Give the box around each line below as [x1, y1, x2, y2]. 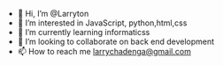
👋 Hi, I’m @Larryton [17, 9, 89, 18]
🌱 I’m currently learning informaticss [17, 27, 150, 37]
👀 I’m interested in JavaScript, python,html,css [17, 18, 188, 28]
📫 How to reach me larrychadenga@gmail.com [17, 47, 192, 56]
